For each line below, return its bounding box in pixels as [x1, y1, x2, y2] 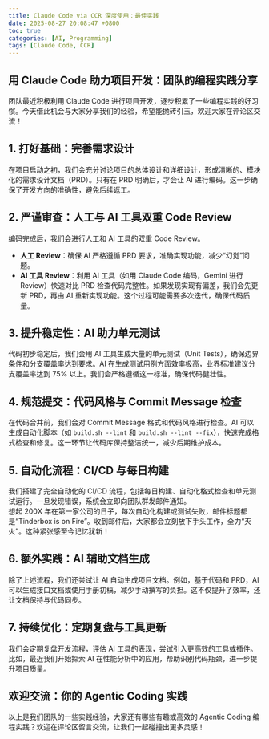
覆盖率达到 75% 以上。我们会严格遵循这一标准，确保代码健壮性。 [14, 369, 231, 379]
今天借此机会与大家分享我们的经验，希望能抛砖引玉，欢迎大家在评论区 [22, 106, 254, 116]
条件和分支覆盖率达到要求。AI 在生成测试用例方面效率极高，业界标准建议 [8, 359, 249, 369]
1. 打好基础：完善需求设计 [8, 142, 134, 156]
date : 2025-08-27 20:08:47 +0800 [8, 19, 120, 27]
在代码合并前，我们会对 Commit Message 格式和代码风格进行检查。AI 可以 [8, 418, 255, 428]
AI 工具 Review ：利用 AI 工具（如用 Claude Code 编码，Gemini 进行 [19, 270, 243, 280]
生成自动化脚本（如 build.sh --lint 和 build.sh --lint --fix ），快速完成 [8, 428, 252, 437]
